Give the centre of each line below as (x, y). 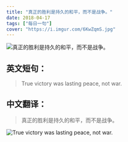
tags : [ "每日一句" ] (29, 23)
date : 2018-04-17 (28, 18)
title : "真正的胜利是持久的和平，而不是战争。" (59, 12)
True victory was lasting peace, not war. (71, 84)
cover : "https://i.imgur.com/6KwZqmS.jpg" (61, 29)
